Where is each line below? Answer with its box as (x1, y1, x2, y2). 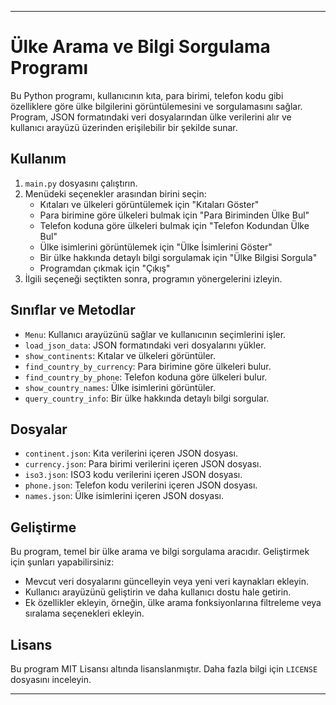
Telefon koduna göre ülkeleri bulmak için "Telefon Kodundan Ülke (39, 219, 310, 231)
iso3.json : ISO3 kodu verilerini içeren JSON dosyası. (24, 469, 243, 481)
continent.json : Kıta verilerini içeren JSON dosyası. (24, 447, 238, 460)
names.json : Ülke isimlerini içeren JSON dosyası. (24, 490, 224, 502)
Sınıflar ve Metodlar (10, 302, 136, 319)
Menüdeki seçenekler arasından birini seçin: (24, 187, 207, 200)
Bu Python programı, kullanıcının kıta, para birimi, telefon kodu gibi (10, 89, 284, 101)
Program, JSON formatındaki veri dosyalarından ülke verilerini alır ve (10, 111, 292, 123)
